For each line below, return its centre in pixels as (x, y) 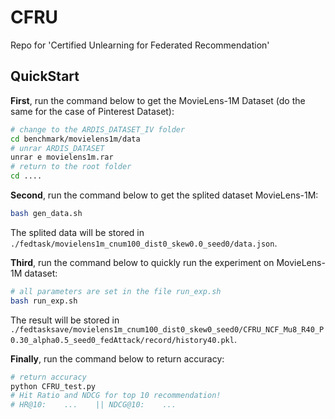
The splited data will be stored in (77, 232)
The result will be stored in (65, 320)
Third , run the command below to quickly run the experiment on (142, 262)
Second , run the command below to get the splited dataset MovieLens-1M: (164, 195)
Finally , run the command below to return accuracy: (117, 358)
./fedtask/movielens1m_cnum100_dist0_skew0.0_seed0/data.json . (144, 243)
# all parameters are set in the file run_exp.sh (116, 291)
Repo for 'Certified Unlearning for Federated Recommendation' (140, 45)
